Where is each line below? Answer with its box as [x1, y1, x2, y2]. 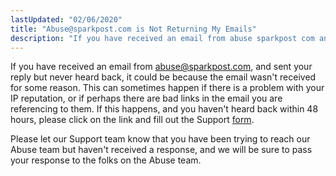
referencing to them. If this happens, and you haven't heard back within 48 [10, 103, 319, 115]
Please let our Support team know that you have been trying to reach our [10, 133, 311, 145]
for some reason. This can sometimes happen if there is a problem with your [10, 82, 325, 94]
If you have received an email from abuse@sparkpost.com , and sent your [10, 61, 313, 73]
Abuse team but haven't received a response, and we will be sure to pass [10, 144, 313, 156]
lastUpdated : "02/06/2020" [10, 14, 123, 25]
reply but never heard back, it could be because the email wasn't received [10, 71, 317, 83]
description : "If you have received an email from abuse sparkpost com [10, 33, 315, 43]
